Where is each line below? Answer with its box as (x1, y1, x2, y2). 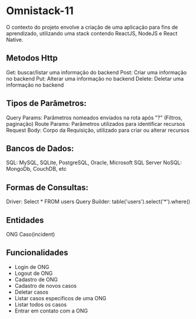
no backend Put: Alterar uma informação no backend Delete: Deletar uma (6, 75, 184, 82)
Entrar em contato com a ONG (14, 307, 88, 314)
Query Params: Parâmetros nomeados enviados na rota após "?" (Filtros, (6, 114, 182, 121)
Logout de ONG (14, 270, 53, 277)
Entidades (6, 215, 44, 225)
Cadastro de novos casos (14, 282, 77, 289)
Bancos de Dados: (6, 143, 75, 154)
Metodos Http (6, 53, 58, 63)
